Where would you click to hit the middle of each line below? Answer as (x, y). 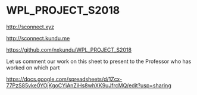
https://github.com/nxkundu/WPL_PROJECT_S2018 (69, 50)
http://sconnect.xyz (30, 27)
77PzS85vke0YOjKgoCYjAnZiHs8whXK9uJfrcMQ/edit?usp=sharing (89, 85)
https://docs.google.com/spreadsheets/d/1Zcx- (64, 79)
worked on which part (33, 67)
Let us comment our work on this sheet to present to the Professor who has (99, 61)
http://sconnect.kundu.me (38, 38)
